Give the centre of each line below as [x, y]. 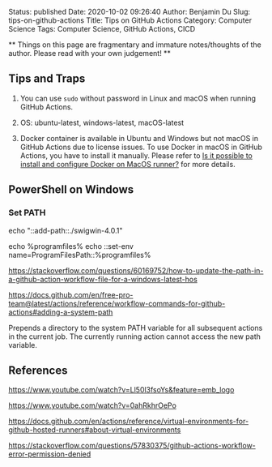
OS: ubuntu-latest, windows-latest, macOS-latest [102, 122]
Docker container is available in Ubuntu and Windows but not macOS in [139, 138]
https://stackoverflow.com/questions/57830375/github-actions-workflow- [132, 446]
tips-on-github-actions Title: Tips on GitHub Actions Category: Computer [130, 20]
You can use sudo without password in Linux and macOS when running [138, 98]
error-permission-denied [50, 454]
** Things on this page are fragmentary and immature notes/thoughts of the [135, 45]
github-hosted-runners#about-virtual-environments [95, 430]
